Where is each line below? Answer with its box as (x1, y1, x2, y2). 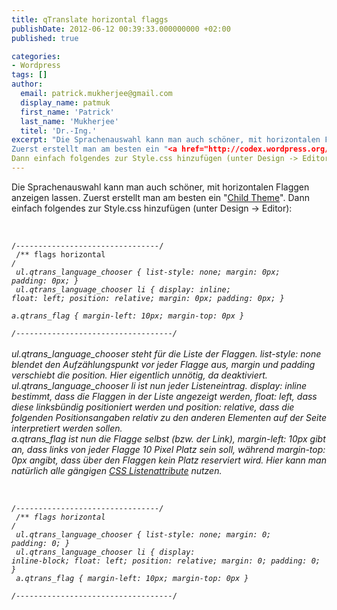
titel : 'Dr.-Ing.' (20, 126, 98, 136)
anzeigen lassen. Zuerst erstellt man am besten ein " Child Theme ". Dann (11, 191, 310, 203)
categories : (11, 51, 61, 61)
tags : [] (11, 70, 48, 80)
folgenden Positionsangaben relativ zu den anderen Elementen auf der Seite (11, 411, 327, 423)
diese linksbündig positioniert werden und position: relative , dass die (11, 401, 295, 413)
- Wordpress (11, 61, 61, 71)
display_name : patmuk (20, 97, 111, 108)
